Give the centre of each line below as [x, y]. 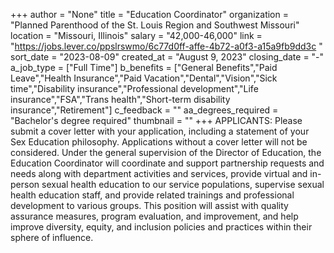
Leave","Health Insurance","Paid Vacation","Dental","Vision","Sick [144, 78]
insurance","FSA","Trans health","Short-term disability [120, 99]
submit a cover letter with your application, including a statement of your [160, 131]
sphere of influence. [52, 237]
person [25, 184]
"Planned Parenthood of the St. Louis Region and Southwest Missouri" [155, 25]
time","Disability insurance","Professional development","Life [134, 88]
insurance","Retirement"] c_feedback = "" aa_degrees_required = [144, 110]
